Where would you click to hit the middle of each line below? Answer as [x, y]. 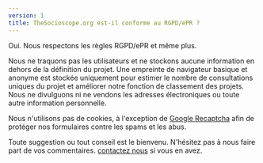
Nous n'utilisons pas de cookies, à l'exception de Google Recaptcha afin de [131, 118]
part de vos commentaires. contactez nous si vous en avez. [105, 150]
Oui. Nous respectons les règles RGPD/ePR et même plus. [103, 45]
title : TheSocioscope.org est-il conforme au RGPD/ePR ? [104, 23]
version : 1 [26, 15]
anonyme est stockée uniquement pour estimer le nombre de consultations [131, 78]
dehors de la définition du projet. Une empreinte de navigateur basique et [128, 69]
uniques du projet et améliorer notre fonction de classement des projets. [126, 86]
